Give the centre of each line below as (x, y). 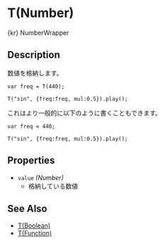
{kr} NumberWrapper (38, 33)
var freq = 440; (31, 126)
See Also (27, 208)
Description (34, 55)
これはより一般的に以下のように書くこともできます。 (84, 113)
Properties (31, 161)
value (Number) (40, 177)
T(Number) (41, 13)
